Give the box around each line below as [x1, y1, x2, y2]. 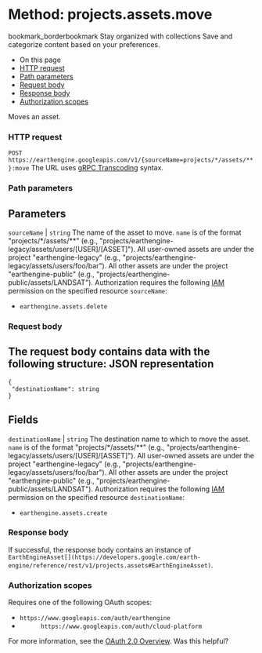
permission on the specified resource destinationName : [8, 492, 185, 502]
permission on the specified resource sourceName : [8, 286, 168, 295]
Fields [8, 414, 39, 427]
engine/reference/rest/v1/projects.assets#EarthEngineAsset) [8, 561, 212, 570]
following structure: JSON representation [8, 357, 214, 370]
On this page [19, 55, 61, 64]
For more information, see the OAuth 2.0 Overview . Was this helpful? [8, 637, 229, 646]
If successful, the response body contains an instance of [8, 545, 192, 554]
